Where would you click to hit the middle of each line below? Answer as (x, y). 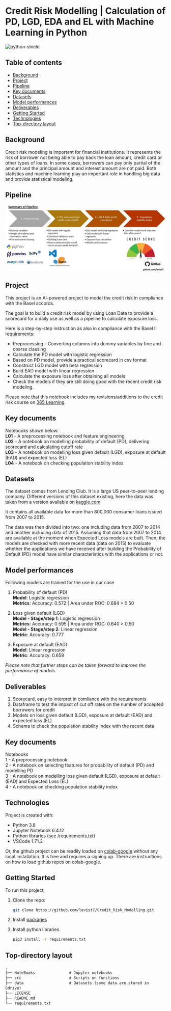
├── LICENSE (18, 993)
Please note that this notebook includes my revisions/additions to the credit (84, 397)
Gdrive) (13, 988)
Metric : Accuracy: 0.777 (38, 635)
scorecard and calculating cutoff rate (44, 447)
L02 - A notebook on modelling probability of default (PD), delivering (77, 441)
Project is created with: (30, 815)
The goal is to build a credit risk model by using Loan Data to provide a (79, 313)
